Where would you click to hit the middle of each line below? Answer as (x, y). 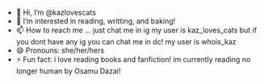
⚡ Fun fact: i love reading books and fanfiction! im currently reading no (133, 59)
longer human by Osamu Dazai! (68, 71)
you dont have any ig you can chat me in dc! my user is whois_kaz (126, 42)
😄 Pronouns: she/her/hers (60, 50)
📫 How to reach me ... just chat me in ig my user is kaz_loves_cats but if (136, 30)
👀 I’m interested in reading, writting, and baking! (96, 21)
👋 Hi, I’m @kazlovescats (56, 13)
